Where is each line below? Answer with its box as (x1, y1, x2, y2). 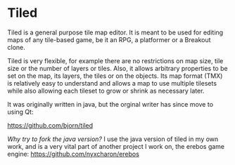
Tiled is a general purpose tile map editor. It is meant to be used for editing (7, 28, 224, 37)
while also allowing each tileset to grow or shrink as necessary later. (7, 86, 205, 95)
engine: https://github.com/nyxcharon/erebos (7, 150, 139, 158)
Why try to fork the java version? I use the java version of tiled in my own (7, 135, 219, 143)
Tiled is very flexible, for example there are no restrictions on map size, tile (7, 56, 224, 65)
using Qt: (7, 107, 34, 116)
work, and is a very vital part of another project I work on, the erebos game (7, 142, 225, 150)
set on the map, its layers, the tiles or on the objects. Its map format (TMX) (7, 72, 223, 80)
